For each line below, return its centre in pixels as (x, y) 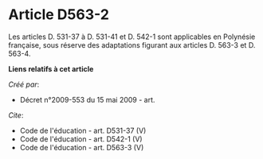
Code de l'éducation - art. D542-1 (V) (81, 139)
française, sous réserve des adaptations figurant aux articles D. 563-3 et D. (132, 45)
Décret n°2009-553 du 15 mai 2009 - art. (87, 99)
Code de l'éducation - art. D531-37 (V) (83, 130)
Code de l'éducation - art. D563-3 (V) (82, 147)
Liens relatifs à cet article (51, 68)
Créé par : (24, 84)
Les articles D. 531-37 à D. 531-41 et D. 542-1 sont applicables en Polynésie (132, 37)
